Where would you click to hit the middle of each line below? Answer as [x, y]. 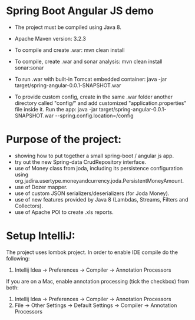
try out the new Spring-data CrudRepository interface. [80, 162]
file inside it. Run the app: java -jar [56, 109]
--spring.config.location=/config [94, 116]
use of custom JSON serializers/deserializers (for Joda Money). [92, 193]
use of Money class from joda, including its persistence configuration [99, 168]
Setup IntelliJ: [41, 236]
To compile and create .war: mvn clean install [70, 50]
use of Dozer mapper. [41, 187]
